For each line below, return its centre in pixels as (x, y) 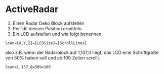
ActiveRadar (32, 9)
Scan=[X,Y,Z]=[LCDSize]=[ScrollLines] (46, 43)
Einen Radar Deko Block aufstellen (48, 23)
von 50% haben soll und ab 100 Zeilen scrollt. (53, 58)
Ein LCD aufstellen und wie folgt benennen (57, 34)
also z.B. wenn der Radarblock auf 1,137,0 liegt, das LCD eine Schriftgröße (82, 52)
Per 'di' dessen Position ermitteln (47, 28)
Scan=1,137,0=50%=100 (28, 67)
